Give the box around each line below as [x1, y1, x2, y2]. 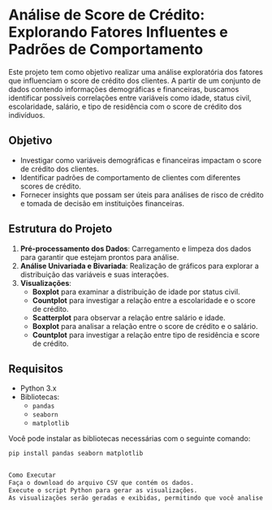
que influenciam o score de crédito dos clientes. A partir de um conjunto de [8, 76, 261, 85]
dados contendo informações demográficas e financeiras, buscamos [8, 84, 240, 94]
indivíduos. [8, 110, 45, 119]
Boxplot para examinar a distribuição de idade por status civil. [32, 287, 241, 296]
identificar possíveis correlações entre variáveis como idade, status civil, [8, 93, 252, 102]
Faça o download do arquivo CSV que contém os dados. [8, 479, 195, 487]
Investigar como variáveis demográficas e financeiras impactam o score [19, 155, 262, 165]
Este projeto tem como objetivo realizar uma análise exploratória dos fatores [8, 67, 264, 76]
